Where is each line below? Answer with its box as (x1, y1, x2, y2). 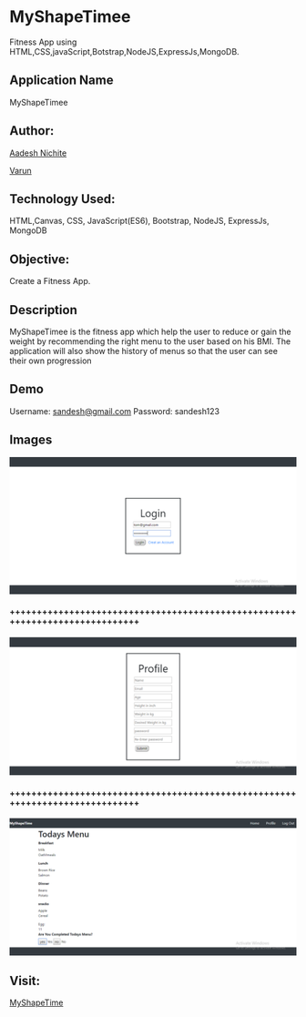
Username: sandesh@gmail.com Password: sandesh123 (9, 405, 220, 416)
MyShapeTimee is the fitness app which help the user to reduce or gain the (9, 326, 291, 337)
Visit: (9, 972, 41, 989)
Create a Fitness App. (9, 276, 91, 287)
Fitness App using (9, 36, 77, 47)
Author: (9, 123, 55, 138)
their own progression (9, 355, 93, 366)
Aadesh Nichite (9, 147, 67, 158)
